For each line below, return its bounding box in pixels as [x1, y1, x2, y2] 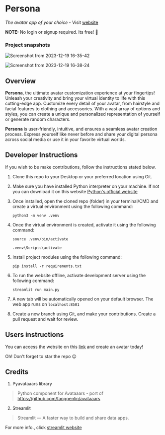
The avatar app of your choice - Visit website [5, 19, 98, 25]
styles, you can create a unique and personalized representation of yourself [5, 111, 161, 117]
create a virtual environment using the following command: [12, 203, 133, 209]
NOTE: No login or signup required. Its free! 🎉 [5, 29, 98, 35]
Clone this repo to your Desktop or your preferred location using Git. [12, 173, 153, 179]
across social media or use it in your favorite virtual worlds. [5, 137, 126, 143]
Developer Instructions [5, 151, 78, 159]
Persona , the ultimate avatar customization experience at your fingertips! [5, 90, 155, 96]
